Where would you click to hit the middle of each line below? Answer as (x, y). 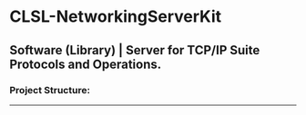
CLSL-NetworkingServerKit (116, 17)
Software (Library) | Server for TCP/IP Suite (135, 50)
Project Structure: (50, 90)
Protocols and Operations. (86, 64)
